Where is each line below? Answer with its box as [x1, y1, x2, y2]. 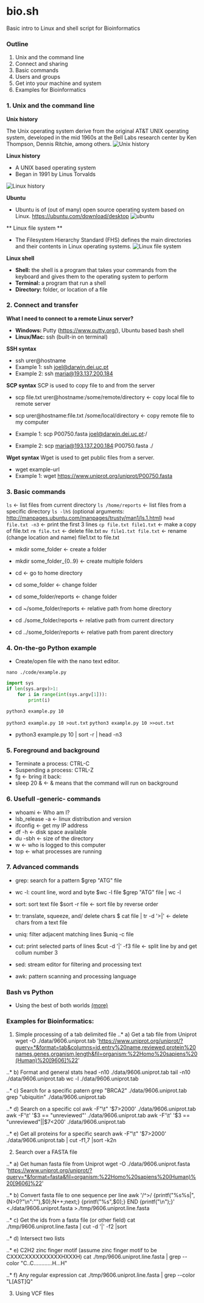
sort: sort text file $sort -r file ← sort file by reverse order [15, 900, 158, 908]
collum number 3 [15, 949, 58, 956]
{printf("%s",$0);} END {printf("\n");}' [81, 1198, 175, 1205]
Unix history [6, 115, 38, 123]
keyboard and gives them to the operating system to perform [15, 273, 169, 280]
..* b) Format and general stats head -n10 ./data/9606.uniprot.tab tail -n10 [6, 1068, 191, 1076]
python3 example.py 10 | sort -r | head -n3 [15, 730, 122, 738]
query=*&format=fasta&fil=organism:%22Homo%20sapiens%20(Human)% [6, 1173, 197, 1181]
